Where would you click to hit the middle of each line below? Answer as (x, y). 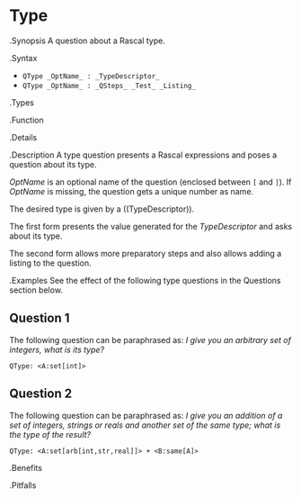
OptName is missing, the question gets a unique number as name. (132, 191)
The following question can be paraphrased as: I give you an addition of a (146, 415)
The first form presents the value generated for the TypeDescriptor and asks (151, 226)
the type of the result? (50, 434)
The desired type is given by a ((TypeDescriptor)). (102, 209)
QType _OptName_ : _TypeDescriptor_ (91, 76)
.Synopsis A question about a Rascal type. (88, 41)
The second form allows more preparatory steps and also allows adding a (146, 253)
